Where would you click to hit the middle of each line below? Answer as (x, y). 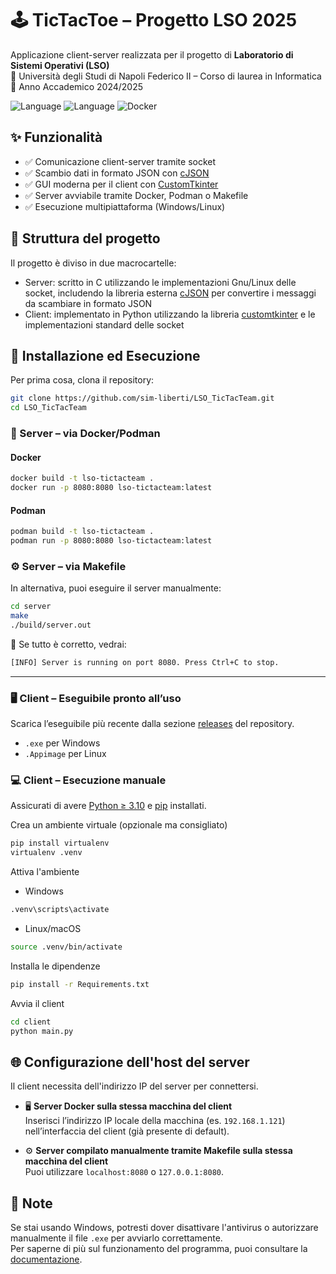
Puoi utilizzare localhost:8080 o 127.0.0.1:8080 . (124, 1172)
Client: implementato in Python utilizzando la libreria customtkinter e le (170, 314)
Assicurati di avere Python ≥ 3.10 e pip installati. (108, 806)
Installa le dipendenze (55, 966)
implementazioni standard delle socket (104, 324)
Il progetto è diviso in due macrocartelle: (93, 263)
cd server (31, 607)
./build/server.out (51, 625)
